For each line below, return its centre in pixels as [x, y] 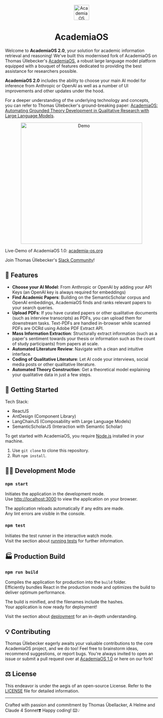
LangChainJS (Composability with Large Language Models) [72, 421]
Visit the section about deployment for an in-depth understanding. [71, 617]
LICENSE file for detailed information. [42, 691]
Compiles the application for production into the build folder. [66, 582]
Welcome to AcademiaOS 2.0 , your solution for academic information [75, 50]
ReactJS [20, 411]
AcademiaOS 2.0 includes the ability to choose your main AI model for [76, 81]
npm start [16, 484]
